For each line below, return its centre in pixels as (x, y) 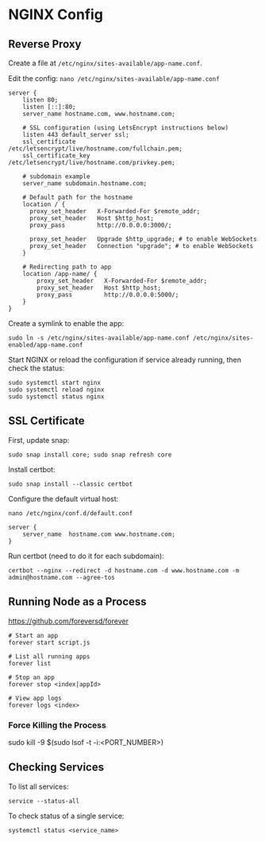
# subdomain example (56, 177)
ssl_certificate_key (56, 156)
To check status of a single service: (66, 816)
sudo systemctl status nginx (56, 397)
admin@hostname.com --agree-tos (61, 577)
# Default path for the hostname (78, 197)
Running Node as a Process (77, 602)
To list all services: (38, 786)
